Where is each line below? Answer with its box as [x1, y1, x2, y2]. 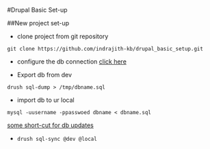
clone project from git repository [16, 32, 109, 40]
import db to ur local [16, 96, 75, 104]
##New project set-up [7, 19, 70, 27]
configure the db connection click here [16, 57, 127, 66]
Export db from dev [16, 71, 73, 79]
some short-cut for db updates [7, 121, 94, 129]
